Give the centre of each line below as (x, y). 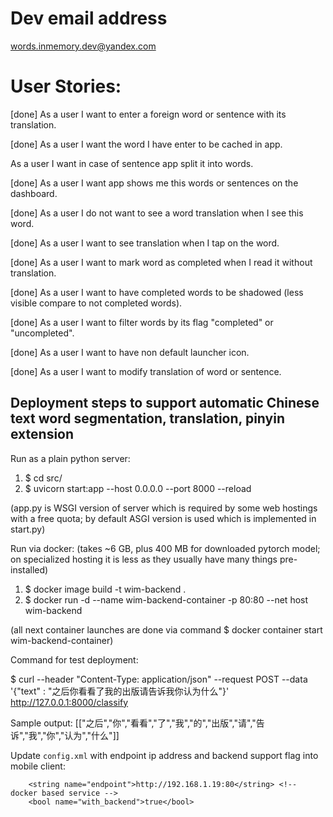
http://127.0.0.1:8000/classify (69, 702)
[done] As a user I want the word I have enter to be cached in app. (146, 144)
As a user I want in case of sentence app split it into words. (132, 163)
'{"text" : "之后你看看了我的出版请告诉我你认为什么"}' (120, 691)
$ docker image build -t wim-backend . (105, 589)
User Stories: (66, 86)
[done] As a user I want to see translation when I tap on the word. (145, 243)
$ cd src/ (43, 478)
